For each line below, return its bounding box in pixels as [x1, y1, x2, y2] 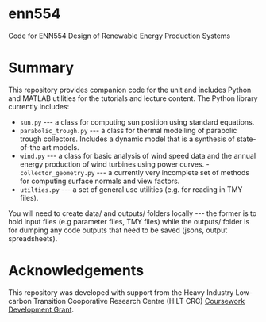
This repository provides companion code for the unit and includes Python [8, 85, 252, 94]
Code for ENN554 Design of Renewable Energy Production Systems [8, 31, 231, 40]
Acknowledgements [8, 262, 145, 280]
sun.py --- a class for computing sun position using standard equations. [19, 117, 255, 127]
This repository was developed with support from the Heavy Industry [8, 287, 234, 297]
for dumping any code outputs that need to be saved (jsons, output [8, 225, 228, 235]
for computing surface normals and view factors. [19, 176, 180, 186]
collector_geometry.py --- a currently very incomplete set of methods [19, 167, 250, 177]
